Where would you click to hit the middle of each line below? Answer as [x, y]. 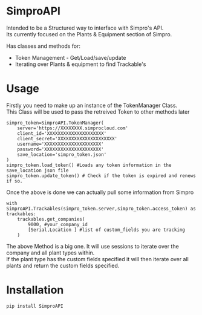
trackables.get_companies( [51, 219]
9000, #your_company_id [58, 224]
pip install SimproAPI [35, 306]
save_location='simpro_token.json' [62, 154]
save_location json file [37, 170]
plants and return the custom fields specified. [63, 265]
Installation [35, 290]
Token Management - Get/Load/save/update [70, 57]
